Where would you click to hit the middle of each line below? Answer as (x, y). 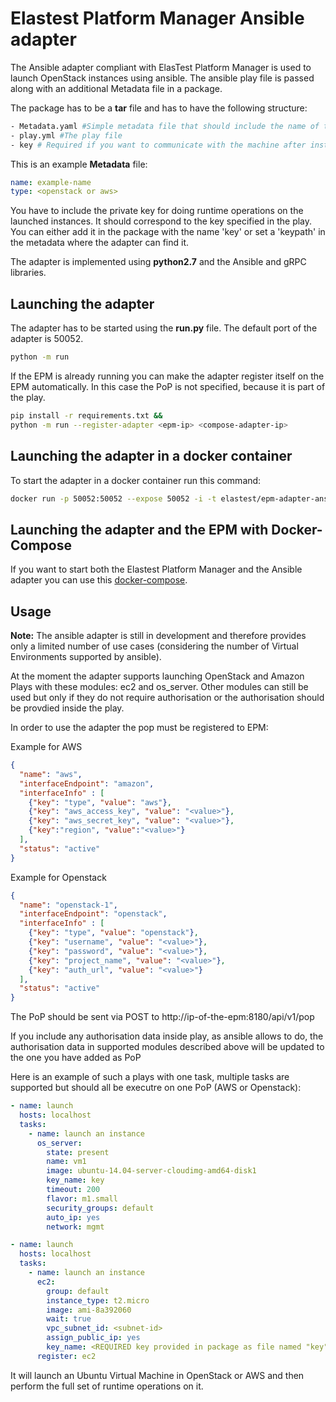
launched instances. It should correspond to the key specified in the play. (161, 221)
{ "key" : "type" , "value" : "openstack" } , (113, 933)
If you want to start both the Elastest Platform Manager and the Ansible (156, 569)
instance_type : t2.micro (98, 1300)
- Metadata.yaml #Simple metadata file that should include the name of (165, 126)
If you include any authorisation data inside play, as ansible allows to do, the (167, 1036)
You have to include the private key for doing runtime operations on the (157, 211)
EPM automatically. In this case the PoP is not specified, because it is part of (168, 386)
